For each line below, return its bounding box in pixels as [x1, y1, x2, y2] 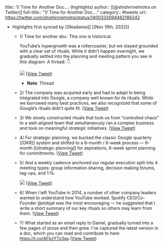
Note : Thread [26, 80, 54, 86]
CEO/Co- [126, 195, 145, 201]
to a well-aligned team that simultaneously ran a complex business [19, 120, 154, 126]
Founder [19, 200, 37, 206]
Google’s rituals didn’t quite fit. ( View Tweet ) [19, 105, 109, 111]
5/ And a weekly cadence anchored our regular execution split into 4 [19, 160, 158, 165]
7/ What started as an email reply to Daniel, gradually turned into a [19, 220, 153, 225]
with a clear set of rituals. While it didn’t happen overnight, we [19, 48, 144, 54]
